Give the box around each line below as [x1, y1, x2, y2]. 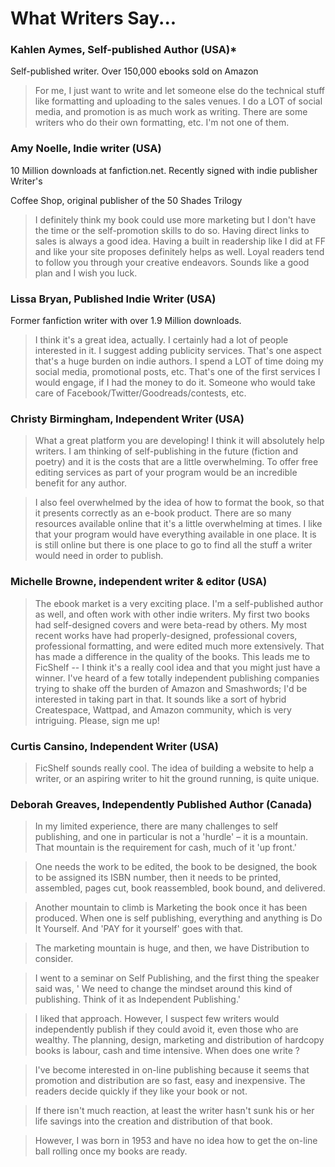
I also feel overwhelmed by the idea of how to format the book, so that [34, 497, 325, 509]
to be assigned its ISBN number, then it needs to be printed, [34, 872, 282, 884]
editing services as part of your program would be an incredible [34, 467, 298, 479]
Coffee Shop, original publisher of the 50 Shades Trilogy [10, 194, 243, 206]
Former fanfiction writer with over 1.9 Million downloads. [10, 315, 242, 327]
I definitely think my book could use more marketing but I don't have [34, 213, 317, 226]
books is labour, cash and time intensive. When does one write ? [34, 1045, 300, 1057]
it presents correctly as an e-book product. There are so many [34, 507, 292, 519]
